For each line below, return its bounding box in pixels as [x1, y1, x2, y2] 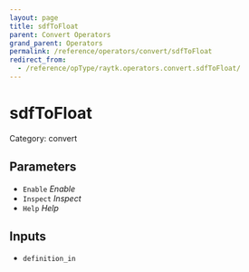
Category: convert [9, 132, 78, 143]
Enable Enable [22, 183, 76, 194]
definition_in [22, 255, 76, 264]
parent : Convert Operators [9, 30, 111, 39]
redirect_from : [9, 55, 67, 64]
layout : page [9, 13, 59, 23]
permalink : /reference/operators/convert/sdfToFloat [9, 47, 213, 56]
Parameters [9, 160, 77, 175]
